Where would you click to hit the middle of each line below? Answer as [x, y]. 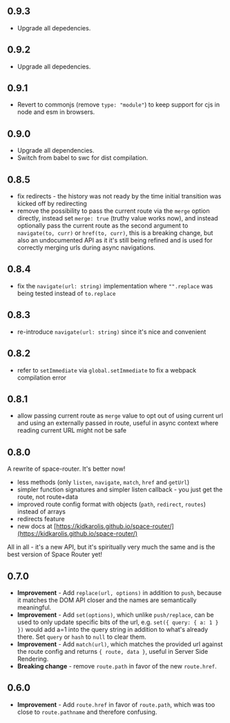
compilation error [42, 377]
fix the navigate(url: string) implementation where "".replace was [115, 285]
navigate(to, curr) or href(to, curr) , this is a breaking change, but [115, 233]
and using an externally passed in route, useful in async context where [118, 423]
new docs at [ [37, 526]
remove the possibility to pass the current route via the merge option [113, 211]
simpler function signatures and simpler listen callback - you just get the [120, 489]
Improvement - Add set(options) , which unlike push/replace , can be [115, 614]
